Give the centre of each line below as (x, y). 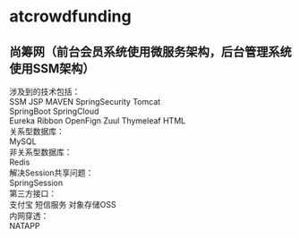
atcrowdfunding (70, 17)
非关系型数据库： (41, 152)
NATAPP (25, 226)
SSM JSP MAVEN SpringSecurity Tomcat (85, 102)
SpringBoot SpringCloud (54, 111)
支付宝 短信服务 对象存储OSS (63, 204)
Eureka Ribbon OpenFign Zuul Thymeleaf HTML (98, 121)
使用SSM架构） (52, 68)
